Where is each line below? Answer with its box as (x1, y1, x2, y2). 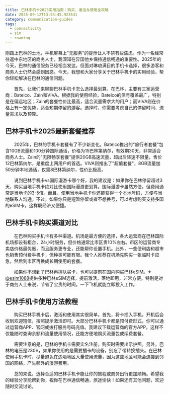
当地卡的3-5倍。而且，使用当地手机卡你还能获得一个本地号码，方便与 (14, 190, 158, 196)
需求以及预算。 (9, 111, 41, 117)
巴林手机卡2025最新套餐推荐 (5, 127, 95, 136)
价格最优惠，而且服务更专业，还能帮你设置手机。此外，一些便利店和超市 (14, 245, 164, 252)
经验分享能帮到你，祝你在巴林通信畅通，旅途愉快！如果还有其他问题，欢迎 (9, 377, 164, 383)
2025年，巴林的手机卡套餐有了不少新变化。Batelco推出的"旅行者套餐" (14, 141, 159, 147)
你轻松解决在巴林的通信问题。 (5, 75, 67, 81)
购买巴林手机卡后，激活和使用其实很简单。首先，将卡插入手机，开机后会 (14, 311, 164, 318)
